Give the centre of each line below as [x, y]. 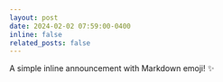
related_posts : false [50, 43]
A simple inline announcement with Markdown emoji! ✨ [112, 68]
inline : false [36, 34]
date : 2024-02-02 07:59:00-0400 [70, 26]
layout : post [34, 18]
